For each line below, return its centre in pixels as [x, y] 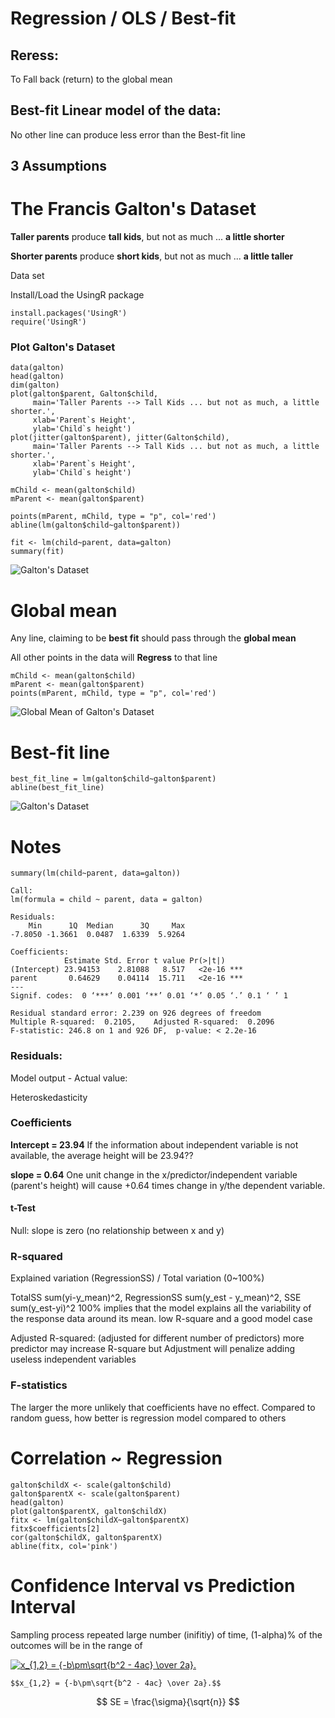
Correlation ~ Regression [116, 1458]
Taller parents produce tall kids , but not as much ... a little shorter [147, 237]
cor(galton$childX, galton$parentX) [86, 1537]
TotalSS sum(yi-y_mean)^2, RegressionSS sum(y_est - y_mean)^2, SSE [156, 1298]
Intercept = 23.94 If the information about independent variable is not [154, 1144]
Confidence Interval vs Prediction [153, 1585]
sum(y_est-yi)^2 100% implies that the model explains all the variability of [161, 1308]
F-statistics [39, 1385]
